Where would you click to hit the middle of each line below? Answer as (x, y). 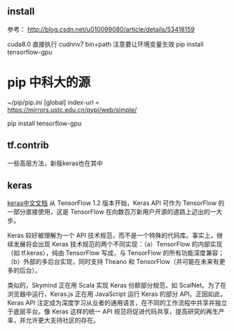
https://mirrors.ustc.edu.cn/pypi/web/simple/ (72, 110)
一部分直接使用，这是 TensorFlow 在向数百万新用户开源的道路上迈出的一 (112, 212)
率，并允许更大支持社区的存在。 (53, 321)
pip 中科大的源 (49, 83)
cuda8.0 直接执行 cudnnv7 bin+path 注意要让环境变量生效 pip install (105, 44)
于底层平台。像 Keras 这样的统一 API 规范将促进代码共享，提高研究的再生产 (116, 311)
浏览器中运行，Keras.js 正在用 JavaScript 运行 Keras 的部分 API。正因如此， (117, 294)
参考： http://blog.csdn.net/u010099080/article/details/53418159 (101, 29)
